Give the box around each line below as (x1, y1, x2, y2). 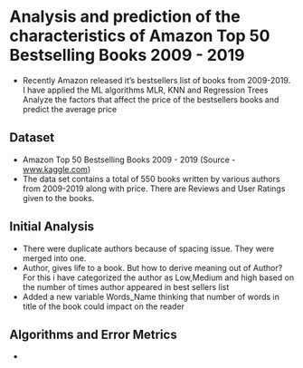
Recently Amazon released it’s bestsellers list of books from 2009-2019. (22, 74, 291, 85)
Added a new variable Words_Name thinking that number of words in (22, 291, 280, 302)
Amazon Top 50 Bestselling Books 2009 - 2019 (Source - (22, 154, 236, 165)
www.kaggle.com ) (22, 163, 91, 174)
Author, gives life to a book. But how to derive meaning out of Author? (22, 262, 283, 273)
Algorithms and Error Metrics (9, 326, 178, 342)
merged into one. (22, 252, 87, 264)
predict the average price (22, 103, 118, 114)
